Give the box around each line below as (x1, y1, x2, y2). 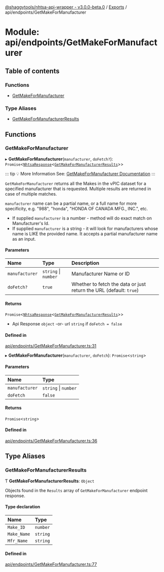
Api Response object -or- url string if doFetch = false (12, 321, 123, 327)
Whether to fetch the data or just (71, 281, 146, 288)
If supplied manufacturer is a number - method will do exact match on (12, 215, 152, 221)
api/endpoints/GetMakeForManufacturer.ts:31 (5, 343, 97, 349)
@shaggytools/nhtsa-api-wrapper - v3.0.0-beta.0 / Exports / (5, 4, 127, 10)
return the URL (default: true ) (71, 287, 139, 294)
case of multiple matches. (5, 191, 57, 197)
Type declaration (5, 504, 41, 510)
